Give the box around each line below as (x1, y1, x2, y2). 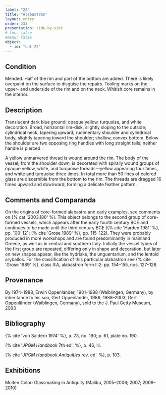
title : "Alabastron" (5, 12, 48, 17)
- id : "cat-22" (9, 44, 41, 49)
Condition (5, 63, 36, 71)
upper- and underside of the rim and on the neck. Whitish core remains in (5, 86, 155, 92)
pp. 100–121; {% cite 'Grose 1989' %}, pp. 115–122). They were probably (5, 230, 151, 236)
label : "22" (5, 7, 30, 12)
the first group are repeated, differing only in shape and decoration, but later (5, 246, 161, 252)
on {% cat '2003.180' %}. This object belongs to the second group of (5, 214, 146, 220)
